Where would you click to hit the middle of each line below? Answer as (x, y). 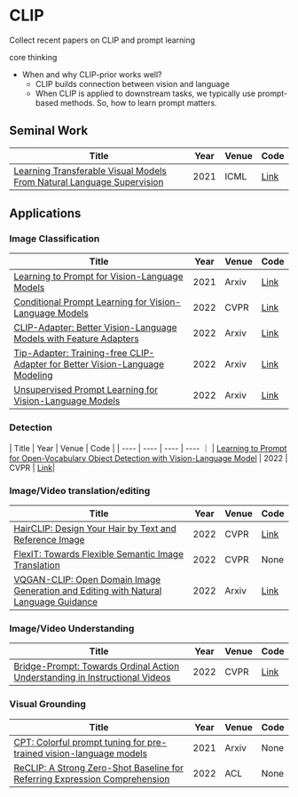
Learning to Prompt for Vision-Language (98, 276)
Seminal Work (49, 131)
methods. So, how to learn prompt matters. (139, 102)
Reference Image (49, 540)
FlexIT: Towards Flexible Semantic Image (99, 554)
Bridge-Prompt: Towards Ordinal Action (97, 666)
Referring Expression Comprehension (92, 778)
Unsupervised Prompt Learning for (86, 390)
